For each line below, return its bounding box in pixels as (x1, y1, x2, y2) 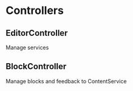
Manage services (5, 44, 49, 51)
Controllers (5, 4, 64, 18)
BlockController (5, 61, 67, 72)
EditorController (5, 28, 68, 38)
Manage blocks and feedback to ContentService (5, 77, 127, 85)
